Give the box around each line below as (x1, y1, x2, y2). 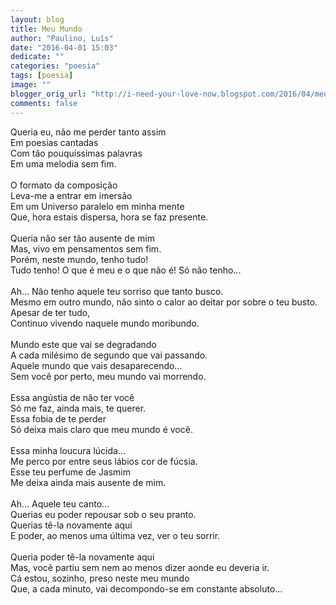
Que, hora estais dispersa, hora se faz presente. (10, 211, 209, 223)
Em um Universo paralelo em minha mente (10, 200, 185, 212)
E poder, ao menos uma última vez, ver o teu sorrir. (10, 529, 221, 541)
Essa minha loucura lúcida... (10, 444, 126, 456)
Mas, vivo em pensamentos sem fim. (10, 242, 162, 255)
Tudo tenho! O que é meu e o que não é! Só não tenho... (10, 264, 242, 276)
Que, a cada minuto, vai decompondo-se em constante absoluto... (10, 582, 283, 595)
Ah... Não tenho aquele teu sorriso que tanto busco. (10, 285, 224, 297)
